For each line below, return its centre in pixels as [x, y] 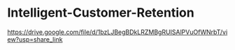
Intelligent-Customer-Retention [101, 13]
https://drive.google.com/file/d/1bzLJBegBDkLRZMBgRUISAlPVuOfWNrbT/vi [117, 32]
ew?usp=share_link [35, 39]
